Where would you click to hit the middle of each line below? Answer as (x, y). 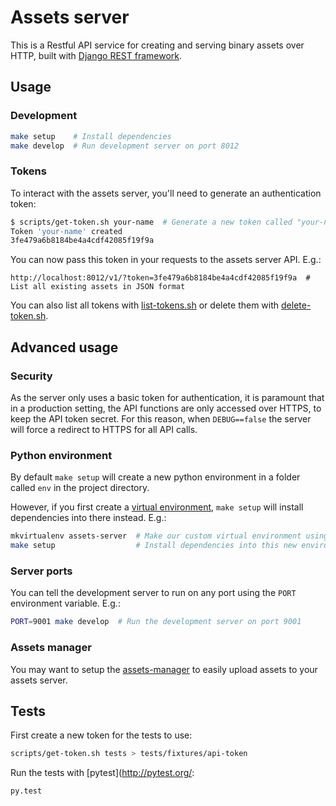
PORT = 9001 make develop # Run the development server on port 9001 (156, 622)
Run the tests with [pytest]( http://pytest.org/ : (102, 773)
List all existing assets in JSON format (98, 287)
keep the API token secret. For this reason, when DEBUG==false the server (161, 418)
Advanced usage (64, 347)
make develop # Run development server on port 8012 (125, 146)
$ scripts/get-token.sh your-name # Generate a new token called (151, 222)
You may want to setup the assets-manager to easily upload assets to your (164, 669)
